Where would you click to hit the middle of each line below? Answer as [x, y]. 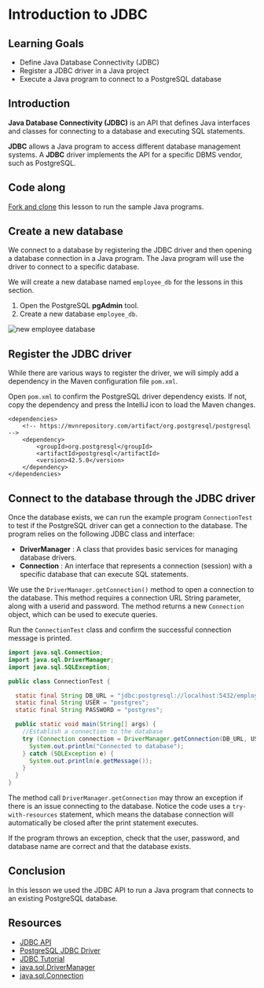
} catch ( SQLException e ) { [68, 753]
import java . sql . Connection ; [56, 653]
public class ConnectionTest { [59, 681]
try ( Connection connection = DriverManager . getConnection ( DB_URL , [135, 739]
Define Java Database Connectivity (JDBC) [89, 62]
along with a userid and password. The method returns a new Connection [126, 606]
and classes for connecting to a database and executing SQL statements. [126, 130]
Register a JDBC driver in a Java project [84, 71]
